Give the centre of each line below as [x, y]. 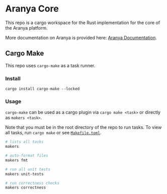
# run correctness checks [32, 183]
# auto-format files [27, 156]
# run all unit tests [28, 169]
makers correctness [26, 188]
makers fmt [17, 160]
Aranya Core [32, 9]
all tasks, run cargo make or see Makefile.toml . [53, 133]
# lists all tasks [24, 142]
